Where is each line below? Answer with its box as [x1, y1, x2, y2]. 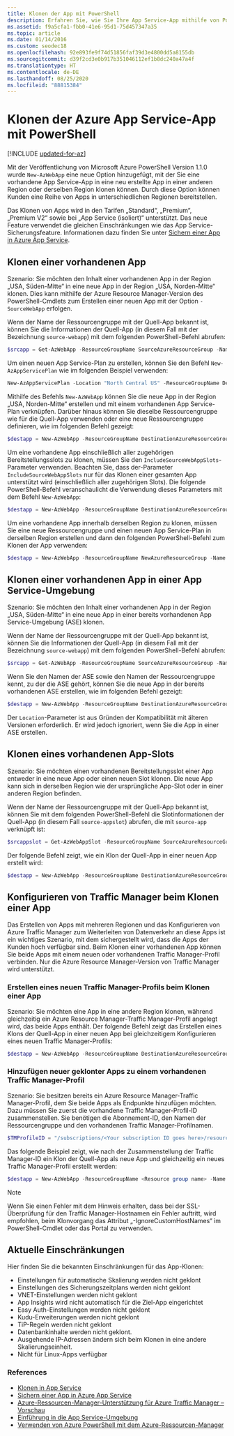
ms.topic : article [7, 29, 61, 37]
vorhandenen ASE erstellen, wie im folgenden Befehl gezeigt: [7, 687, 183, 696]
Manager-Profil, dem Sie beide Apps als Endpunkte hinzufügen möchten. [7, 1098, 217, 1107]
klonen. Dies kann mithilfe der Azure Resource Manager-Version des [7, 290, 203, 297]
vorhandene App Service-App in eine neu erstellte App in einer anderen [7, 178, 213, 186]
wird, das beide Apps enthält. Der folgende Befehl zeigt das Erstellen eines [7, 1022, 222, 1030]
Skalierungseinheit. [17, 1342, 73, 1351]
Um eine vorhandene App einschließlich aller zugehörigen [7, 448, 174, 456]
